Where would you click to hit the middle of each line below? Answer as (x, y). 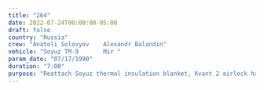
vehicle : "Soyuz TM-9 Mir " (65, 52)
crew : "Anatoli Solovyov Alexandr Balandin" (88, 45)
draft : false (29, 30)
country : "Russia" (38, 37)
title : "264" (29, 15)
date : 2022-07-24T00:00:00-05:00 (63, 23)
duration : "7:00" (37, 67)
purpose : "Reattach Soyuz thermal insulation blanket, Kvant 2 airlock (128, 74)
